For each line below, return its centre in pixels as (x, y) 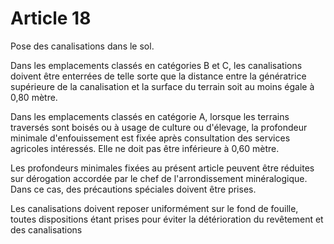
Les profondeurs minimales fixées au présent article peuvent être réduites (162, 168)
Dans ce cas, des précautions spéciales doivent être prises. (133, 189)
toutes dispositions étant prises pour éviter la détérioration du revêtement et (167, 219)
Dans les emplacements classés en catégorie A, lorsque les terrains (150, 116)
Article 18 (51, 18)
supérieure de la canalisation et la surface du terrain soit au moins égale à (162, 86)
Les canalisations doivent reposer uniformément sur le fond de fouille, (154, 208)
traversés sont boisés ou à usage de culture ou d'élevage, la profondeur (159, 127)
